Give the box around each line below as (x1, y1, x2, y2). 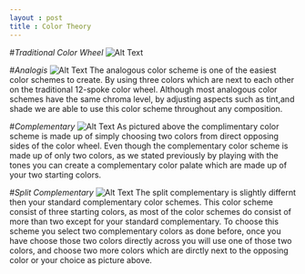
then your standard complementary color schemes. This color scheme (9, 197, 273, 208)
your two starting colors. (9, 169, 102, 180)
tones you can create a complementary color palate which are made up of (9, 159, 288, 170)
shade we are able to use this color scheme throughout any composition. (9, 103, 283, 114)
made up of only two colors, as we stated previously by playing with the (9, 149, 280, 160)
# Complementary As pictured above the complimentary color (9, 120, 280, 132)
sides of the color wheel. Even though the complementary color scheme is (9, 140, 289, 151)
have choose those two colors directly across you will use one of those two (9, 235, 292, 246)
